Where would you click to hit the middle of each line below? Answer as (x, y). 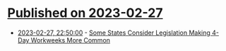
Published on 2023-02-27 (85, 13)
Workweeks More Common (71, 40)
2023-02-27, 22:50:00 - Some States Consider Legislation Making (114, 33)
